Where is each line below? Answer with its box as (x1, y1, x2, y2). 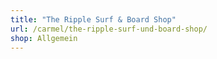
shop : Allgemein (10, 33, 78, 43)
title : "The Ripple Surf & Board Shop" (10, 14, 177, 25)
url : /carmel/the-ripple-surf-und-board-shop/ (10, 24, 208, 34)
